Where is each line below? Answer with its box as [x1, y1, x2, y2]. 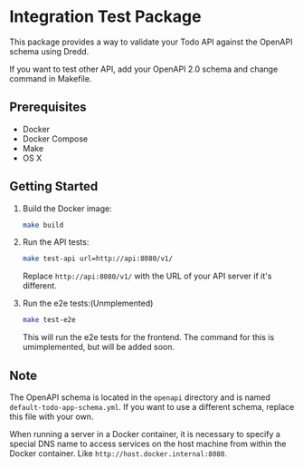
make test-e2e [22, 316, 76, 325]
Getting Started [9, 179, 99, 194]
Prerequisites [9, 100, 87, 115]
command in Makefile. [9, 73, 92, 83]
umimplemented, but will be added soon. [22, 342, 175, 353]
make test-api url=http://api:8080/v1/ [22, 254, 174, 264]
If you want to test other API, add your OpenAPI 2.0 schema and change [9, 63, 279, 74]
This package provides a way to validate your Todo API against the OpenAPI [9, 36, 293, 47]
